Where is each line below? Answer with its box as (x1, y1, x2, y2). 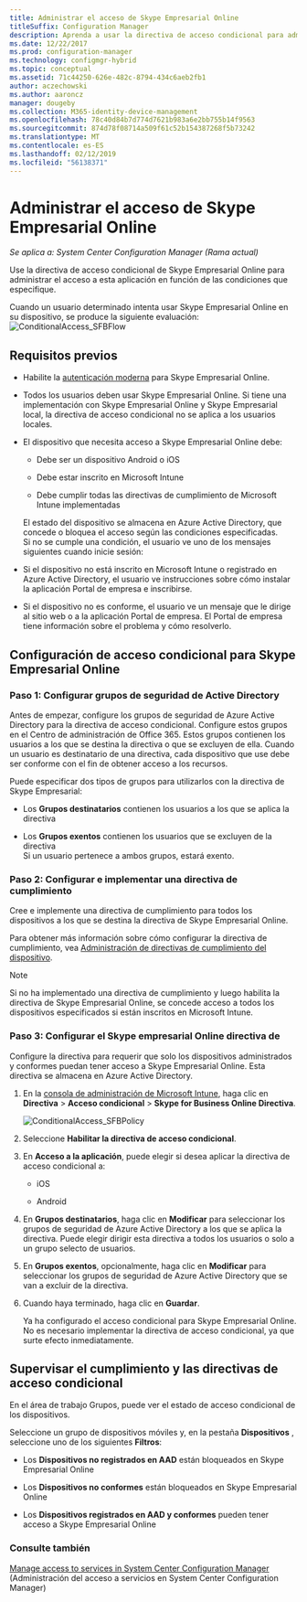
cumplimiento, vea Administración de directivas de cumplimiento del (9, 943, 267, 954)
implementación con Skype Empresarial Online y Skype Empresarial (22, 400, 279, 411)
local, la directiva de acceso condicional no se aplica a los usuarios (22, 409, 276, 421)
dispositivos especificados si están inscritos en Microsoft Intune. (9, 1007, 254, 1018)
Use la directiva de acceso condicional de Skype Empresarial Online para (9, 264, 285, 275)
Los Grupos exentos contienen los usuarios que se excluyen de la (22, 830, 272, 841)
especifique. (9, 284, 57, 295)
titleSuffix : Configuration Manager (9, 22, 149, 31)
